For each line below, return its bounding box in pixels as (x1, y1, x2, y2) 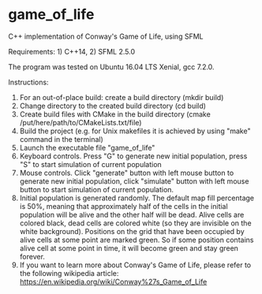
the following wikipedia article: (19, 268, 119, 277)
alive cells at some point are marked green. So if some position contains (19, 235, 254, 244)
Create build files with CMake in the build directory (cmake (19, 109, 211, 119)
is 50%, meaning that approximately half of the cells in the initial (19, 201, 228, 210)
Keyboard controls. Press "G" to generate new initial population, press (19, 151, 248, 161)
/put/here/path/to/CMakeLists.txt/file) (19, 117, 142, 127)
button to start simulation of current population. (19, 184, 174, 194)
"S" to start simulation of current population (19, 159, 162, 169)
